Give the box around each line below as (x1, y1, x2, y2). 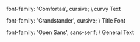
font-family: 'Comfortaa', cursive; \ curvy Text (6, 5, 121, 12)
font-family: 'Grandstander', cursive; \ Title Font (6, 17, 126, 24)
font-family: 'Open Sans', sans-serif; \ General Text (6, 29, 135, 36)
